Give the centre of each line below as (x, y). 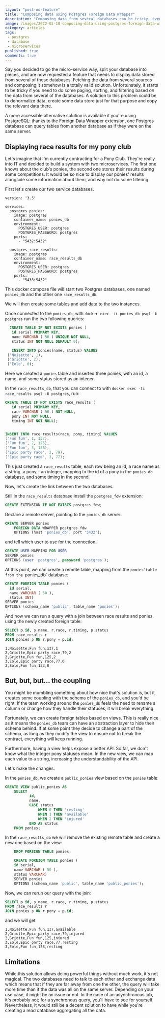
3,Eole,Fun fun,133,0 (27, 665)
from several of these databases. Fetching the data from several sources (79, 80)
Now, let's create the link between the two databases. (59, 486)
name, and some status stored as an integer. (50, 379)
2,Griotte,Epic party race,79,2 (38, 653)
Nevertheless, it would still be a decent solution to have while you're (74, 1005)
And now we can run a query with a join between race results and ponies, (80, 616)
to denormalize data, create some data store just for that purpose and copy (81, 101)
